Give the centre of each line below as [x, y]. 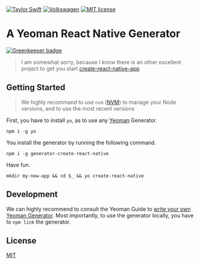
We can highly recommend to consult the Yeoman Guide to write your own [98, 209]
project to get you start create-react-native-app [80, 68]
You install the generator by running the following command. [81, 143]
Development [32, 194]
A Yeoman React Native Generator [93, 34]
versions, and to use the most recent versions [78, 108]
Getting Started [36, 88]
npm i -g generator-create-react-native [58, 153]
